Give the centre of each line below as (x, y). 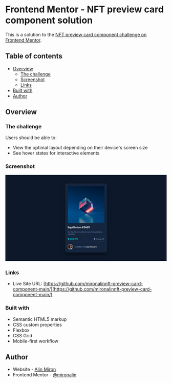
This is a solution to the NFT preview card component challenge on (76, 34)
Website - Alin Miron (34, 369)
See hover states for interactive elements (56, 153)
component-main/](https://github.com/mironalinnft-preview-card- (82, 289)
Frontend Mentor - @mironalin (45, 375)
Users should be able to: (31, 138)
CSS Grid (22, 335)
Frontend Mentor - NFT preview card (84, 9)
